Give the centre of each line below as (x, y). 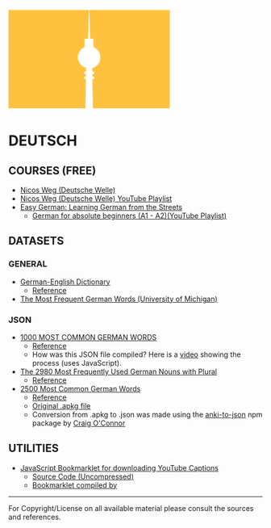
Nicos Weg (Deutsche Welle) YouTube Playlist (96, 199)
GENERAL (28, 264)
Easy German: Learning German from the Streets (101, 207)
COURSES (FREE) (52, 171)
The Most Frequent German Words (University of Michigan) (119, 299)
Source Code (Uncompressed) (83, 476)
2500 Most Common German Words (80, 388)
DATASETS (36, 241)
